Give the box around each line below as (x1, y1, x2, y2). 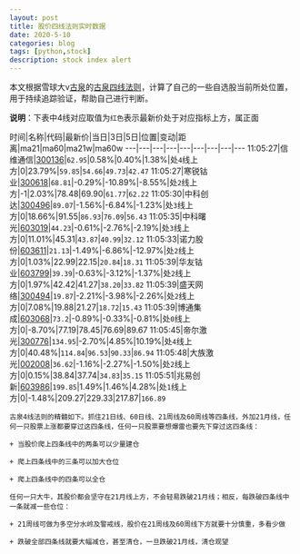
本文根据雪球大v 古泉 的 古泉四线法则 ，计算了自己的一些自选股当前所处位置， (9, 82, 293, 92)
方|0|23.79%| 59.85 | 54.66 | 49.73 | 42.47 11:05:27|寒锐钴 (9, 165, 208, 176)
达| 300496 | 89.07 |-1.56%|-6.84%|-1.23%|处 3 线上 (9, 200, 194, 210)
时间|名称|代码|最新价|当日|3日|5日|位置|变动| (9, 132, 179, 142)
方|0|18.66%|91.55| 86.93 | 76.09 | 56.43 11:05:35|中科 (9, 211, 198, 222)
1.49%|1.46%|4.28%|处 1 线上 (79, 381, 188, 391)
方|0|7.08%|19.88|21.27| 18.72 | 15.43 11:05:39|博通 (9, 302, 194, 312)
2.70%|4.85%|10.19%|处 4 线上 (81, 336, 193, 346)
